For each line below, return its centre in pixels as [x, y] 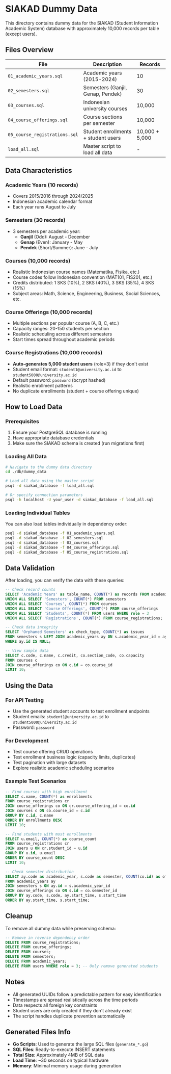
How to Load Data [34, 407]
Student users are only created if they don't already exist [72, 1010]
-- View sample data [27, 650]
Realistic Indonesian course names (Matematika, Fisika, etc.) [76, 272]
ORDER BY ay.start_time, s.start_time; [48, 900]
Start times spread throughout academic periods [64, 339]
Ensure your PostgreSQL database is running [60, 433]
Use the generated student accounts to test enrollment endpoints [81, 711]
